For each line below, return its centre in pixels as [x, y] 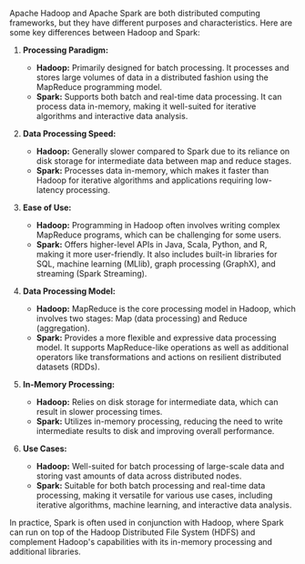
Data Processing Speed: [69, 134]
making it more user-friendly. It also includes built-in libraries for [157, 254]
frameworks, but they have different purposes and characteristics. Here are [151, 23]
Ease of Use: [47, 207]
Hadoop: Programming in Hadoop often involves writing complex [158, 225]
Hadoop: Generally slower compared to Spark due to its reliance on [163, 151]
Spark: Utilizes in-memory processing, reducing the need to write [160, 421]
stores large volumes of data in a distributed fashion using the [152, 77]
